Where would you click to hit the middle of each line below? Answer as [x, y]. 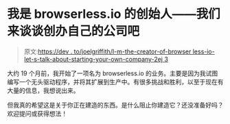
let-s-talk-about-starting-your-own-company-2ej [93, 59]
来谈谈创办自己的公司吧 [73, 31]
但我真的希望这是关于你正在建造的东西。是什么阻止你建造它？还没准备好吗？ [115, 105]
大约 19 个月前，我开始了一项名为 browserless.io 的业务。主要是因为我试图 [113, 73]
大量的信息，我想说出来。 [43, 90]
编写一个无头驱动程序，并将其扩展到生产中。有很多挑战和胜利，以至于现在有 [115, 82]
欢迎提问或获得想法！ [37, 113]
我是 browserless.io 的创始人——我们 [114, 14]
